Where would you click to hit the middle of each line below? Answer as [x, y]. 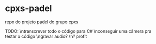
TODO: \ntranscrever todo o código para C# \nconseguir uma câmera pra [78, 31]
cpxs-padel [29, 8]
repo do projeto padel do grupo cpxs [42, 22]
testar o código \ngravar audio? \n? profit [46, 36]
